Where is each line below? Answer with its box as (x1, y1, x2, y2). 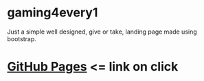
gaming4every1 (7, 5, 98, 21)
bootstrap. (7, 34, 36, 43)
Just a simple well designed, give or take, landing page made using (7, 27, 197, 36)
